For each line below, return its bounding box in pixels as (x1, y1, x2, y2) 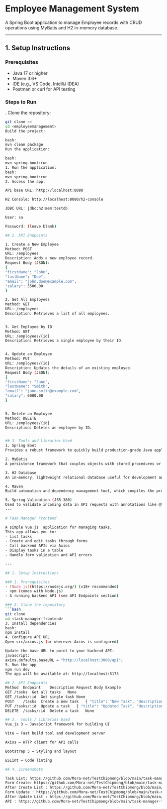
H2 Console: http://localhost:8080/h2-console (5, 197, 103, 202)
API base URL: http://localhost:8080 (5, 188, 83, 193)
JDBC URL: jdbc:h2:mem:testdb (5, 206, 68, 211)
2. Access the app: (5, 179, 46, 184)
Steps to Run (5, 98, 37, 105)
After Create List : (5, 785, 48, 790)
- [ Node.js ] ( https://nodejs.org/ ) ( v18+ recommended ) (5, 584, 119, 589)
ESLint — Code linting (5, 758, 52, 763)
